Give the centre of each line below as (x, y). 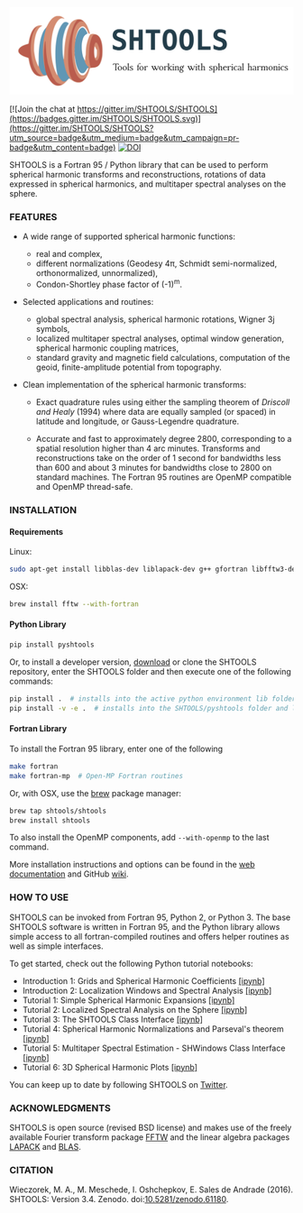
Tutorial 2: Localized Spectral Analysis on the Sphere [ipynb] (135, 1009)
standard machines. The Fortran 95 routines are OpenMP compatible (164, 477)
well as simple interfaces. (56, 946)
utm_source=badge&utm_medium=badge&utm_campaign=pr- (124, 138)
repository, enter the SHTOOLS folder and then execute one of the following (150, 671)
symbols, (53, 328)
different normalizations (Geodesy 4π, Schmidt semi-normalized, (156, 263)
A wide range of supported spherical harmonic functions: (129, 236)
